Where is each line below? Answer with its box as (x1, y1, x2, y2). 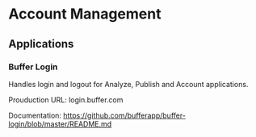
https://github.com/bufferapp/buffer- (63, 110, 186, 120)
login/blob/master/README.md (8, 118, 112, 129)
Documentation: (8, 110, 62, 120)
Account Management (8, 5, 162, 23)
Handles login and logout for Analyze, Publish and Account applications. (8, 79, 249, 89)
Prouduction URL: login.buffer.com (8, 94, 124, 105)
